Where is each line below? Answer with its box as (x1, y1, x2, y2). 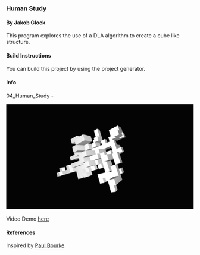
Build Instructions (6, 52, 52, 59)
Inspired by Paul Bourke (6, 242, 65, 249)
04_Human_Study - (6, 92, 54, 99)
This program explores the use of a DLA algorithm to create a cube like (6, 32, 180, 39)
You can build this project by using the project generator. (6, 65, 146, 73)
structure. (6, 39, 30, 46)
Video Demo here (6, 215, 49, 222)
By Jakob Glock (6, 19, 46, 26)
